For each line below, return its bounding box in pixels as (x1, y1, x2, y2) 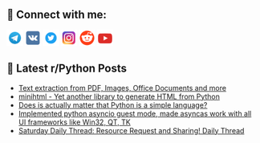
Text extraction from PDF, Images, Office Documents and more (18, 83, 227, 92)
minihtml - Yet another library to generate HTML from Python (18, 92, 221, 101)
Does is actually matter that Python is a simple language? (18, 100, 208, 109)
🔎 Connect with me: (6, 8, 107, 22)
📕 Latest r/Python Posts (6, 62, 128, 76)
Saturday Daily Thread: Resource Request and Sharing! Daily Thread (18, 125, 245, 135)
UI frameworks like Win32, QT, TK (18, 117, 131, 127)
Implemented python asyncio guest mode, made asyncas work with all (18, 108, 252, 118)
